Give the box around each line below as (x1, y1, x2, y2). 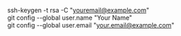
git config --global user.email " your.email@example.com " (7, 21, 175, 29)
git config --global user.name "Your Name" (7, 13, 133, 22)
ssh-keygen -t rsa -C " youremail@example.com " (7, 6, 150, 14)
